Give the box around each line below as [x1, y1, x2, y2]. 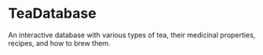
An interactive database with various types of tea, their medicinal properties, [8, 30, 256, 40]
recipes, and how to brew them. [8, 38, 111, 47]
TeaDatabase [8, 5, 97, 22]
